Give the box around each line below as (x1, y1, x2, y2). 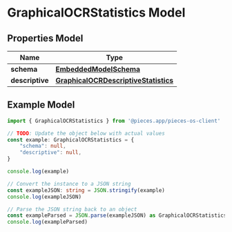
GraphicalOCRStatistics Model (7, 5, 186, 21)
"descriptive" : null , (19, 149, 81, 156)
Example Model (7, 99, 75, 111)
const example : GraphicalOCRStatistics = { (7, 136, 135, 143)
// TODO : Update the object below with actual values (7, 130, 166, 137)
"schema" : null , (19, 143, 67, 150)
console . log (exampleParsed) (7, 219, 88, 226)
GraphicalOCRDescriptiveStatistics (55, 76, 174, 85)
